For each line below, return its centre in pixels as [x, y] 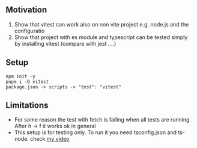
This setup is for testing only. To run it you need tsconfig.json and [95, 132]
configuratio [29, 31]
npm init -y [20, 76]
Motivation [26, 10]
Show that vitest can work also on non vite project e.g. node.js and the [102, 24]
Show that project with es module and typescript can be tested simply [101, 37]
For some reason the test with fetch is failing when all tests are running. [103, 120]
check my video [50, 139]
